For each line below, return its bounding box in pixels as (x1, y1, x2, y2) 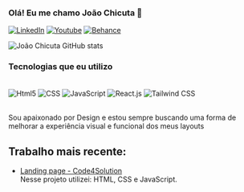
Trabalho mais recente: (8, 145, 127, 158)
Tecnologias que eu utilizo (8, 61, 113, 72)
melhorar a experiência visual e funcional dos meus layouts (8, 121, 205, 131)
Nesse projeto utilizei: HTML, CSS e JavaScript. (19, 174, 178, 184)
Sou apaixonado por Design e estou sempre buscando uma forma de (8, 112, 237, 123)
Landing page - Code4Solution (19, 166, 123, 176)
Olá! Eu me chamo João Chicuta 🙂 (8, 7, 143, 18)
